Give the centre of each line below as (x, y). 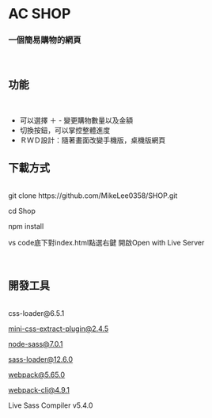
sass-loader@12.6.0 (41, 359)
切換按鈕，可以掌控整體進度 (65, 131)
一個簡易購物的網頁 (45, 40)
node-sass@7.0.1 (36, 344)
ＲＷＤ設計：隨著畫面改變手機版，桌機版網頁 (93, 140)
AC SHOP (40, 14)
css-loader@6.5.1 (36, 313)
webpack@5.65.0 (37, 374)
